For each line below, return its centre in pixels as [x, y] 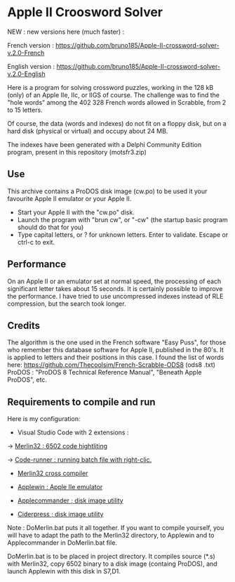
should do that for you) [51, 227]
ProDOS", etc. [27, 380]
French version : [31, 45]
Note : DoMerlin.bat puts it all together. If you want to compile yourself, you [116, 528]
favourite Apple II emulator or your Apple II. [69, 198]
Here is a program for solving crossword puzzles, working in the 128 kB [110, 87]
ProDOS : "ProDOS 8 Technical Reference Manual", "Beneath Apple [105, 373]
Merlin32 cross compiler [53, 473]
